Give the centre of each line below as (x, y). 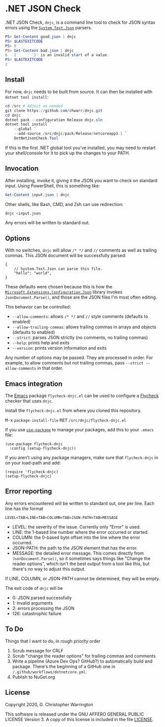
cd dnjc (13, 115)
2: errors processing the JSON (43, 608)
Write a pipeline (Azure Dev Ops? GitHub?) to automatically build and (82, 661)
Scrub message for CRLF (38, 650)
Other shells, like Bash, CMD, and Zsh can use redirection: (64, 204)
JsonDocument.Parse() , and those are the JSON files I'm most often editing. (81, 297)
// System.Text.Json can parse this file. (58, 269)
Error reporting (29, 492)
